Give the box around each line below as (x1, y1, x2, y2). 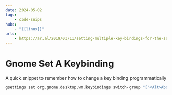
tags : (5, 12, 17, 17)
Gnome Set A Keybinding (5, 58, 114, 69)
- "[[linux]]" (14, 27, 45, 32)
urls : (5, 31, 17, 36)
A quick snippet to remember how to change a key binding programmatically (5, 75, 167, 81)
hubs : (5, 21, 17, 27)
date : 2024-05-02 (5, 7, 42, 13)
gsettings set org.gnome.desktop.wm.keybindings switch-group (5, 85, 141, 90)
